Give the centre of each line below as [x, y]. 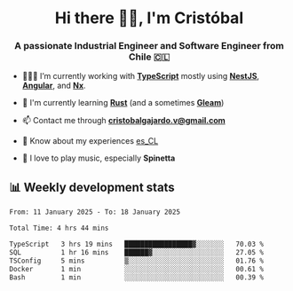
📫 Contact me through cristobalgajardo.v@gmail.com [124, 121]
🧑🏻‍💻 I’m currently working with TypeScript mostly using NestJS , [141, 76]
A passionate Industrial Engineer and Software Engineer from [149, 46]
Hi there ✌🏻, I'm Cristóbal [149, 18]
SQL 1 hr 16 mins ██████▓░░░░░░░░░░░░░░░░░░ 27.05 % [137, 252]
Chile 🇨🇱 [149, 57]
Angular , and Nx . [54, 86]
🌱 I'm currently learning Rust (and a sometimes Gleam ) [123, 103]
